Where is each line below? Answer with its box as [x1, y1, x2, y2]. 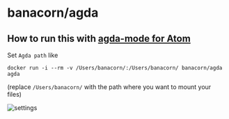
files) [7, 90, 22, 98]
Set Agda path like [7, 51, 58, 59]
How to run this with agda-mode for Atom [7, 33, 191, 45]
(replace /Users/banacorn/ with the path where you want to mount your [7, 83, 212, 91]
